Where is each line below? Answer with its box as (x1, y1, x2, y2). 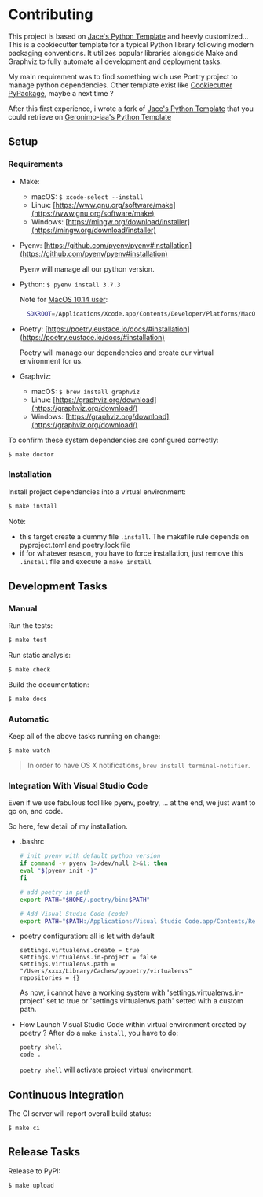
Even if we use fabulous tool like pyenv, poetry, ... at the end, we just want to (8, 798, 256, 807)
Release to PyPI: (8, 1166, 61, 1176)
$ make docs (8, 695, 47, 703)
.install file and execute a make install (19, 556, 152, 566)
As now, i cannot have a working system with (19, 988, 166, 997)
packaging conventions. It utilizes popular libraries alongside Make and (8, 48, 238, 57)
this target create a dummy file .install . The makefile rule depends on (19, 531, 250, 541)
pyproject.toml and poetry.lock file (19, 540, 131, 549)
